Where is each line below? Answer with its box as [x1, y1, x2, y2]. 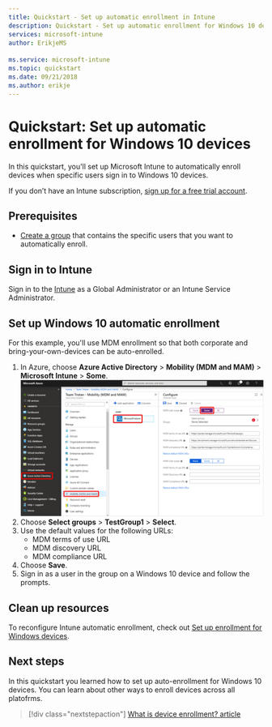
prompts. [19, 578, 51, 588]
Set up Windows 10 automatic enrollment [8, 316, 220, 330]
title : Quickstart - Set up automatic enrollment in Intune [8, 13, 216, 21]
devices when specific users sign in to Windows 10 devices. [8, 170, 209, 180]
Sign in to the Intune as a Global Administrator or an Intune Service [8, 284, 231, 294]
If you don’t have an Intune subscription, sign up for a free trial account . [8, 186, 248, 195]
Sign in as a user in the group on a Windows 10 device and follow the [19, 569, 250, 579]
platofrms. [8, 693, 43, 703]
